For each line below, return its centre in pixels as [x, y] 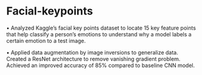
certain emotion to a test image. [46, 41]
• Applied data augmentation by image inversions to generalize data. [92, 52]
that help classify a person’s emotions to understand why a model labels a [99, 34]
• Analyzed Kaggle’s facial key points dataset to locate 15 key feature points [101, 28]
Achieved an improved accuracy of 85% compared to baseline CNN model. [101, 65]
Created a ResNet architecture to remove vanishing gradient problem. [93, 59]
